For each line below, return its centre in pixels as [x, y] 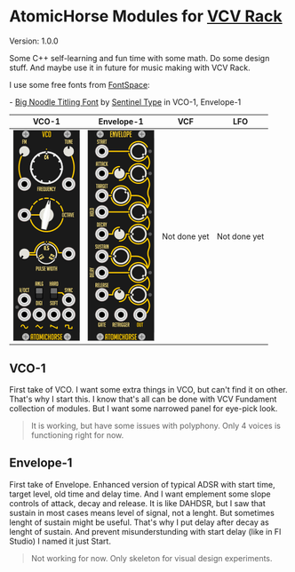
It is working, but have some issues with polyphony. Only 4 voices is [156, 425]
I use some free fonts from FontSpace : [80, 84]
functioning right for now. [77, 435]
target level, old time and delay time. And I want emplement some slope [140, 494]
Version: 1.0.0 [34, 41]
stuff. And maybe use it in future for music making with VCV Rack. [130, 68]
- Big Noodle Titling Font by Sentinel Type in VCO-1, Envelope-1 [125, 102]
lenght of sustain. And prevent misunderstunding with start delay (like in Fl [145, 531]
